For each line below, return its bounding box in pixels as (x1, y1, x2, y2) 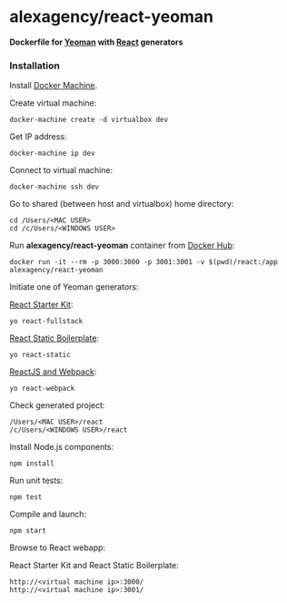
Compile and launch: (9, 508, 87, 520)
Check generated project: (9, 400, 105, 411)
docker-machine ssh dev (9, 182, 100, 192)
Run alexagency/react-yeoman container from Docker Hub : (9, 240, 235, 251)
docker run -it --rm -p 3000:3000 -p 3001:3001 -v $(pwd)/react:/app (9, 258, 279, 267)
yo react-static (9, 351, 71, 360)
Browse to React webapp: (9, 542, 106, 553)
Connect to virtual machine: (9, 165, 114, 176)
